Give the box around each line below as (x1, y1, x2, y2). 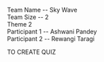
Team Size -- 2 (7, 13, 49, 21)
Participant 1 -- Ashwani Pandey (7, 27, 97, 35)
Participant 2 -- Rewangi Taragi (7, 35, 95, 43)
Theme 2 (7, 20, 33, 28)
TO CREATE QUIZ (7, 48, 56, 56)
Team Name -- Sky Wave (7, 6, 77, 14)
